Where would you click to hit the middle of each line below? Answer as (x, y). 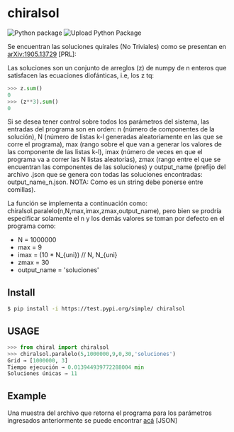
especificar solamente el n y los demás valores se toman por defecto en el (116, 219)
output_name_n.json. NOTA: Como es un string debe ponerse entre (105, 182)
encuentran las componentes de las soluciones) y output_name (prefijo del (117, 167)
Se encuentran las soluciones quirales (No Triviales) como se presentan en (117, 46)
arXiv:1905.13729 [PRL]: (42, 54)
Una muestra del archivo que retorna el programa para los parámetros (110, 413)
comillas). (22, 190)
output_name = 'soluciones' (58, 270)
